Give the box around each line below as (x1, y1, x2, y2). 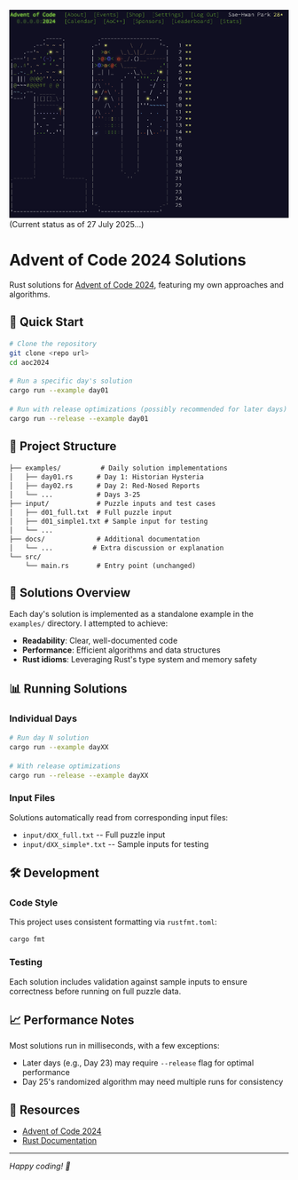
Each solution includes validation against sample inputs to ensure (9, 976, 248, 986)
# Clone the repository (9, 339, 98, 348)
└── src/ (9, 552, 42, 561)
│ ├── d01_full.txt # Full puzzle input (9, 508, 173, 517)
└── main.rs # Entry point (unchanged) (25, 561, 197, 570)
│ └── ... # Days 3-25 (9, 490, 141, 499)
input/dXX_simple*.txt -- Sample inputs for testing (21, 838, 209, 849)
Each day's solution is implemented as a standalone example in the (9, 609, 255, 620)
